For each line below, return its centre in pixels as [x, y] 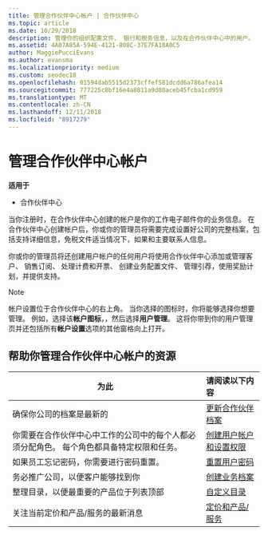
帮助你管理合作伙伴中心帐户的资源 [92, 356]
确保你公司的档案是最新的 [61, 414]
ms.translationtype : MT [48, 97]
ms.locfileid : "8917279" [49, 120]
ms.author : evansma [41, 61]
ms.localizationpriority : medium [64, 68]
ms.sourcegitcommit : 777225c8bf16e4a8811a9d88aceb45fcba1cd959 [116, 90]
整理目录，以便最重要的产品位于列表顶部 [89, 492]
